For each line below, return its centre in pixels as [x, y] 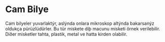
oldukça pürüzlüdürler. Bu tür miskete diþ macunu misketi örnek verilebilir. [83, 28]
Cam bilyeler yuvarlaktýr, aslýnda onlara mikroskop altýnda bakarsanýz [80, 23]
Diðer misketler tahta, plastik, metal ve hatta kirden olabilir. [67, 34]
